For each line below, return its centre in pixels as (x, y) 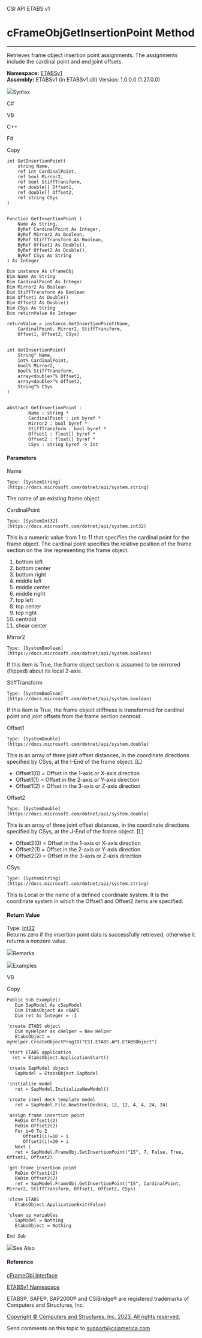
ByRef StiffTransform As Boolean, (61, 239)
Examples (25, 966)
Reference (20, 1262)
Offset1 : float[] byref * (62, 434)
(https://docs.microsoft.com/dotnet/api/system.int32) (77, 526)
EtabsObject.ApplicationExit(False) (61, 1205)
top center (28, 607)
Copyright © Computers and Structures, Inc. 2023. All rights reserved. (94, 1316)
